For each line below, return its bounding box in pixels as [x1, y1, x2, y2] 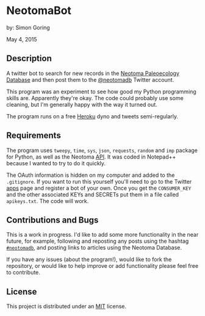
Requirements [6, 131, 61, 141]
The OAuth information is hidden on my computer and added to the [6, 171, 175, 179]
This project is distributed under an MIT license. [6, 303, 127, 310]
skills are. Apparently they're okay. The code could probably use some [6, 94, 184, 101]
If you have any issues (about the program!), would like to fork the [6, 256, 172, 263]
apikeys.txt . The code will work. [6, 197, 89, 204]
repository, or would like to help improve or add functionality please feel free [6, 262, 199, 270]
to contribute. [6, 269, 41, 276]
